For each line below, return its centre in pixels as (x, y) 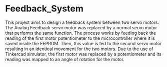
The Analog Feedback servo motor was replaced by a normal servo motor (81, 27)
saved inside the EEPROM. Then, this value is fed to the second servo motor (83, 43)
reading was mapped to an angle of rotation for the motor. (65, 59)
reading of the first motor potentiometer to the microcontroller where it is (80, 38)
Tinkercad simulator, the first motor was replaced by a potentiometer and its (83, 54)
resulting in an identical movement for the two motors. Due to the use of (79, 49)
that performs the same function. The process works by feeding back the (81, 33)
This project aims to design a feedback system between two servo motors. (82, 22)
